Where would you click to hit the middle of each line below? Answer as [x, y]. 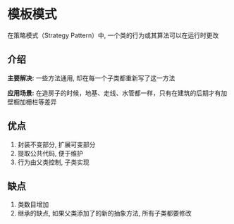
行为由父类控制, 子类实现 [53, 162]
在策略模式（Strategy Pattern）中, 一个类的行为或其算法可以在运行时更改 [113, 35]
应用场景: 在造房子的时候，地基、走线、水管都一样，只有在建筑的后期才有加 [117, 93]
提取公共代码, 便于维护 [50, 153]
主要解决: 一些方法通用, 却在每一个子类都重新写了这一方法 [91, 77]
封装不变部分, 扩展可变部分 [56, 144]
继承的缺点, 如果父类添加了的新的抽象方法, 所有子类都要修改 [104, 213]
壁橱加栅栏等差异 [32, 101]
